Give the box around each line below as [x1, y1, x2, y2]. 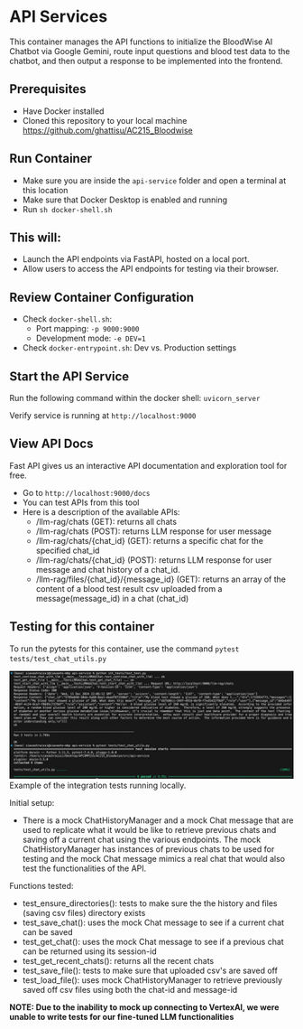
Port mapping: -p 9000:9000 [35, 323, 140, 334]
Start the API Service [9, 369, 130, 384]
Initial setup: [9, 797, 55, 808]
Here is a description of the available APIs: [22, 506, 180, 517]
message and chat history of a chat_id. [35, 564, 180, 575]
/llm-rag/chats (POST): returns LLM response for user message [35, 526, 272, 537]
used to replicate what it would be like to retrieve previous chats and [22, 824, 277, 835]
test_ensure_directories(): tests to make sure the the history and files [22, 897, 278, 909]
